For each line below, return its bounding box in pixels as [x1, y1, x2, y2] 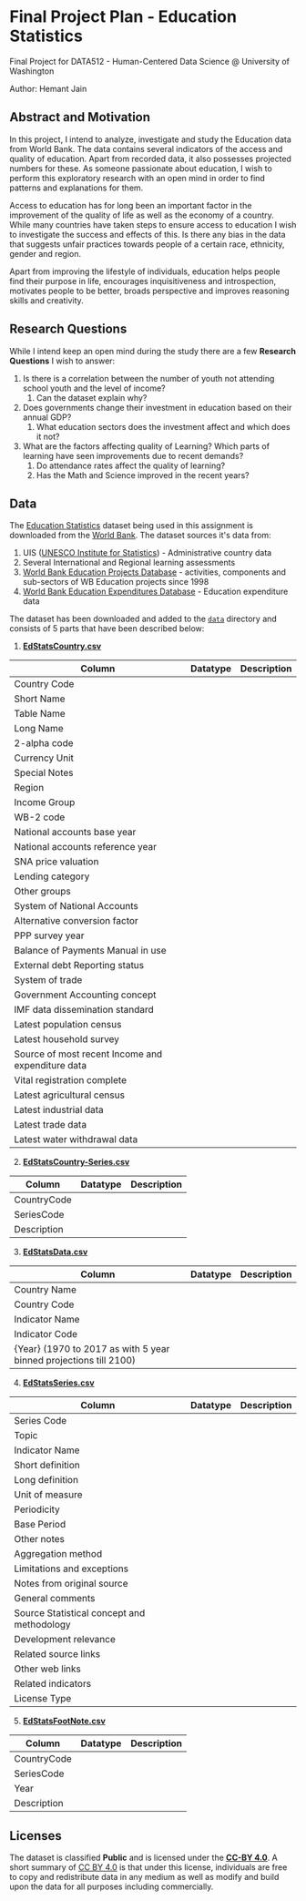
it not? [36, 431, 60, 442]
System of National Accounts [14, 900, 138, 913]
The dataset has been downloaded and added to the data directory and [9, 613, 278, 625]
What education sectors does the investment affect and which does [36, 421, 291, 432]
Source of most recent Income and [14, 1048, 163, 1060]
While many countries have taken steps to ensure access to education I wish [9, 219, 297, 230]
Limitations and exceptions [14, 1562, 129, 1575]
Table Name [14, 708, 66, 721]
